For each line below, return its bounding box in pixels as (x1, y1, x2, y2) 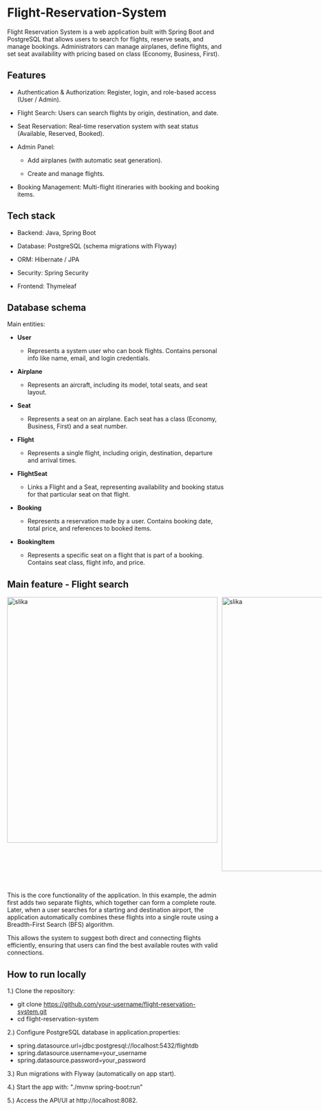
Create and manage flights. (27, 169, 105, 177)
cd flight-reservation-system (17, 1015, 99, 1023)
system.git (17, 1008, 47, 1015)
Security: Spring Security (17, 268, 89, 277)
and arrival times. (27, 457, 77, 465)
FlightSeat (17, 470, 48, 478)
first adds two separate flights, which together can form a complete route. (7, 899, 217, 907)
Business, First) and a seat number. (27, 422, 128, 430)
